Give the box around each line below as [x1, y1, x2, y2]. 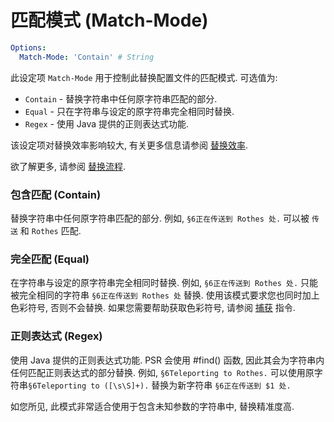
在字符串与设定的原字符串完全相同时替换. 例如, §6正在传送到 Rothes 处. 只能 [10, 277, 318, 289]
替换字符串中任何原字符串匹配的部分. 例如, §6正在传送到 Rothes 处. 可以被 [10, 212, 310, 224]
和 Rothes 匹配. [19, 224, 82, 236]
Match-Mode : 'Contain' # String [19, 52, 155, 62]
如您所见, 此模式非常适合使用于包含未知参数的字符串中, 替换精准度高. [10, 400, 295, 412]
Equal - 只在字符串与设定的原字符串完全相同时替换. [24, 105, 235, 117]
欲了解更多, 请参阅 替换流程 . [10, 160, 126, 172]
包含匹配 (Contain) [10, 187, 102, 201]
